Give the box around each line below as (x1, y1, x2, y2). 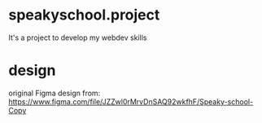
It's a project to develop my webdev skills (8, 33, 147, 42)
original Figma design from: (8, 88, 101, 98)
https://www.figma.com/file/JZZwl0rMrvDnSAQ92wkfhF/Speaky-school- (8, 96, 254, 107)
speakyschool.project (8, 6, 160, 24)
